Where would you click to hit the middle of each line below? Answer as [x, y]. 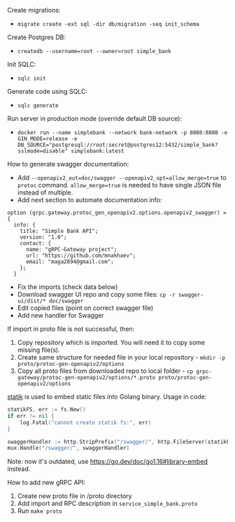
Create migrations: [34, 10]
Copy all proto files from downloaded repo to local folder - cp [105, 371]
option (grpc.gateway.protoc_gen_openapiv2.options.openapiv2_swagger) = [117, 213]
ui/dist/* [32, 301]
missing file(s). [39, 350]
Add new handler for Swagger [61, 315]
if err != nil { [31, 416]
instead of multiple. [45, 192]
